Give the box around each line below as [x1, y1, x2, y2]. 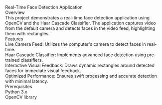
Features [5, 36, 23, 42]
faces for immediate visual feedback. [5, 68, 81, 74]
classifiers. [20, 57, 43, 63]
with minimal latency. [5, 78, 48, 84]
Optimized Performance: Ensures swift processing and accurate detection [5, 73, 157, 79]
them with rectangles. [5, 31, 50, 36]
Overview [5, 9, 25, 15]
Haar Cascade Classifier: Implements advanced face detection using [5, 52, 146, 58]
